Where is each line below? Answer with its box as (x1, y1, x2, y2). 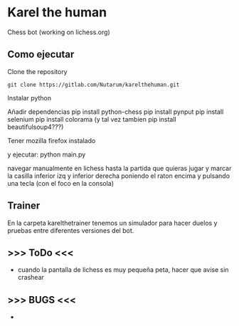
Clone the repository (7, 67, 68, 75)
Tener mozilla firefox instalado (7, 136, 96, 144)
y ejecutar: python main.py (7, 150, 86, 159)
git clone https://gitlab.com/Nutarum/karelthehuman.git (7, 81, 180, 88)
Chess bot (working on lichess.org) (7, 28, 110, 36)
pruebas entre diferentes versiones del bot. (7, 226, 134, 235)
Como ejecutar (7, 48, 75, 61)
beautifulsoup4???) (7, 122, 64, 131)
